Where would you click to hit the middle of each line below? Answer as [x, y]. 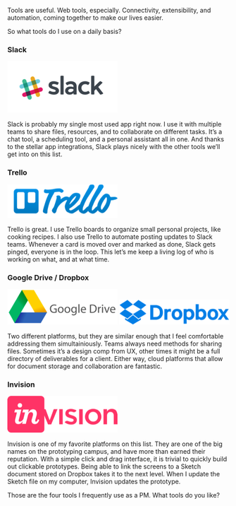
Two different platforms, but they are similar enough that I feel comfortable [116, 336]
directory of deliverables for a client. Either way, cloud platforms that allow [115, 358]
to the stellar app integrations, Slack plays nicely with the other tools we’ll [114, 147]
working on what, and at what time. [58, 259]
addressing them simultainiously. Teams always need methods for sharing [115, 343]
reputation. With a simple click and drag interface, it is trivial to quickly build [117, 459]
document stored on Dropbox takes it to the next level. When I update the [114, 474]
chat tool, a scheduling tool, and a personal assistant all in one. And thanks [116, 139]
